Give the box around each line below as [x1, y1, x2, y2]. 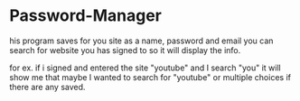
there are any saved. [9, 81, 86, 92]
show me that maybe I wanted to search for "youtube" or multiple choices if [9, 71, 292, 82]
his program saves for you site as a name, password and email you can [9, 35, 274, 46]
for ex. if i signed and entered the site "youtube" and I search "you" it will [9, 62, 282, 73]
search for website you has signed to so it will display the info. [9, 44, 241, 55]
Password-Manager [9, 5, 163, 26]
